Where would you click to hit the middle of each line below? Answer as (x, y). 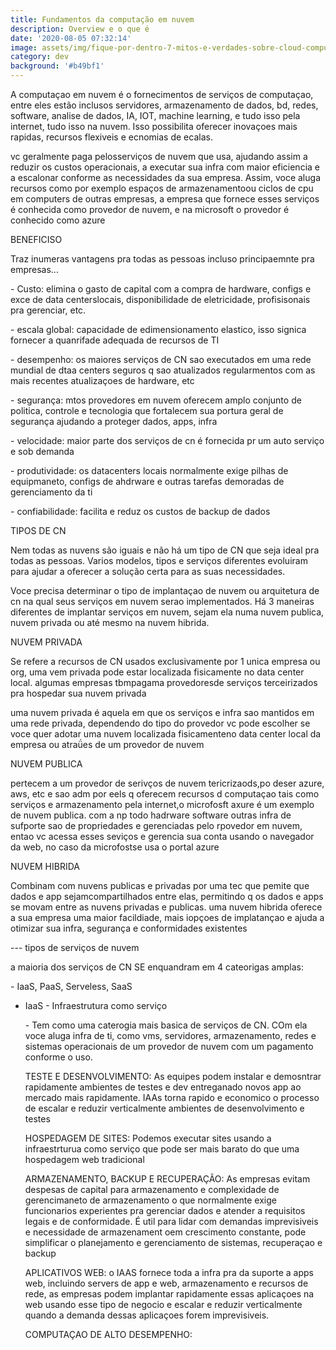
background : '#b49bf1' (57, 66)
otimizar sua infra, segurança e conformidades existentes (129, 928)
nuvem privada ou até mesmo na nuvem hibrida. (110, 622)
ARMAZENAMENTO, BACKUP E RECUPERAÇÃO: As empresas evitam (167, 1179)
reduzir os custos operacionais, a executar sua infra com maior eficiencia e (165, 167)
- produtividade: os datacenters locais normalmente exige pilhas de (149, 470)
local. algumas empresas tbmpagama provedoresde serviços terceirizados (164, 682)
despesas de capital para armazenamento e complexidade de (152, 1189)
